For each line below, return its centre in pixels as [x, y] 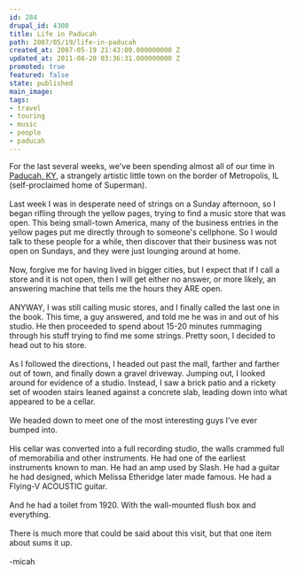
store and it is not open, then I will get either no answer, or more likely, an [143, 279]
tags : [19, 100]
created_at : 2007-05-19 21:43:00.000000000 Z [94, 50]
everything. [30, 514]
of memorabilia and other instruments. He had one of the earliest [128, 458]
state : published [41, 83]
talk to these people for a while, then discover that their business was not [143, 241]
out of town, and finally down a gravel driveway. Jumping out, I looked [137, 373]
